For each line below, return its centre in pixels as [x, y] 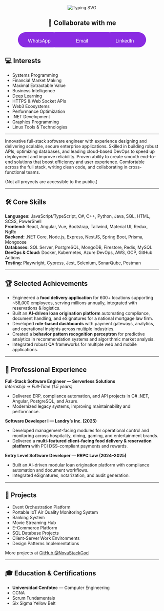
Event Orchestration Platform [41, 507]
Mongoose [16, 242]
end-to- [148, 156]
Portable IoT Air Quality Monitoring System [55, 512]
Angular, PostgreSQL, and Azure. [45, 401]
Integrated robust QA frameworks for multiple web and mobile [74, 344]
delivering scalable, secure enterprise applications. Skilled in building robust [82, 146]
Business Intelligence [33, 90]
